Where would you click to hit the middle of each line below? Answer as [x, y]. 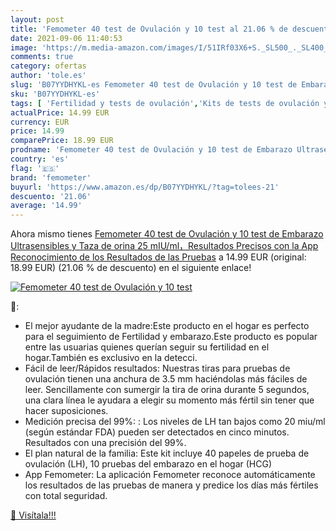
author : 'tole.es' [48, 76]
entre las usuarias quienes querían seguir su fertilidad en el [147, 347]
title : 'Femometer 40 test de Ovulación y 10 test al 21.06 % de [149, 29]
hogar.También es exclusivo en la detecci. [111, 358]
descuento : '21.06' [51, 196]
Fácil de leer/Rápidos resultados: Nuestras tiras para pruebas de [157, 368]
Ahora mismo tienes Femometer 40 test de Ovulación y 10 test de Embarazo [167, 234]
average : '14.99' [46, 206]
